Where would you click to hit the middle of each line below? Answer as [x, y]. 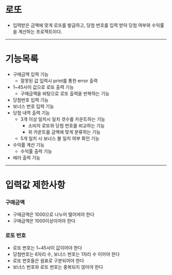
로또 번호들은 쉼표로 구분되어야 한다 [48, 260]
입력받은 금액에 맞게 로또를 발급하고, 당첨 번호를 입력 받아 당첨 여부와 [82, 25]
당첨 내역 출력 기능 [31, 112]
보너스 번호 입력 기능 [33, 106]
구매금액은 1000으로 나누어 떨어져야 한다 [53, 214]
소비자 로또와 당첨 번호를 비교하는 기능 [66, 125]
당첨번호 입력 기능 [30, 100]
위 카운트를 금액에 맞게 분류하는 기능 [64, 132]
